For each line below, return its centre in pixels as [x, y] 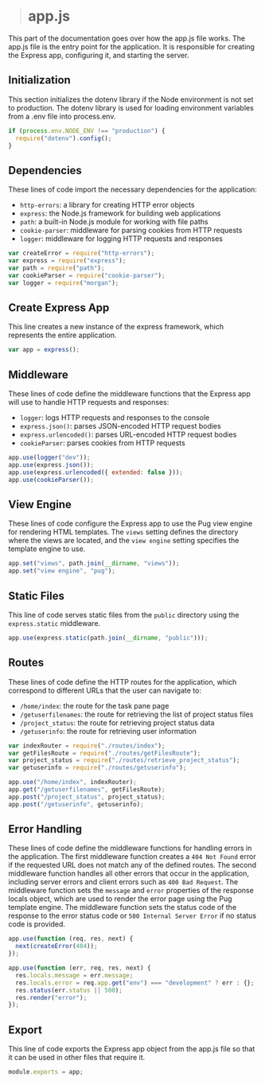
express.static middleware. [55, 623]
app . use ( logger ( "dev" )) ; [49, 458]
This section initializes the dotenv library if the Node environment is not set [131, 99]
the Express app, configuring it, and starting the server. [99, 55]
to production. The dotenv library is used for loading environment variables [131, 107]
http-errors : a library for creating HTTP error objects [107, 205]
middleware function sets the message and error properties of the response [131, 891]
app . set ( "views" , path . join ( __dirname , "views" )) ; [94, 564]
